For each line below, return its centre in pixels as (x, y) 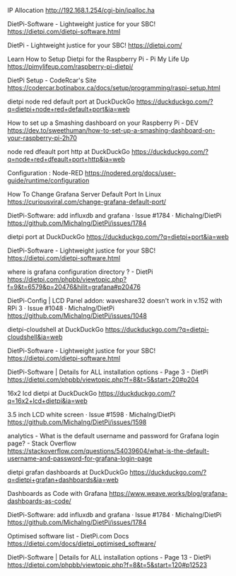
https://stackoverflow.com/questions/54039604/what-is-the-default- (108, 451)
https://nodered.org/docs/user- (130, 173)
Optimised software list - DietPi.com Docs (68, 536)
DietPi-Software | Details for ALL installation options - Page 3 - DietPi (108, 372)
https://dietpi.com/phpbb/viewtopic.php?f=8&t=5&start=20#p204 (103, 380)
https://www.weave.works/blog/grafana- (169, 493)
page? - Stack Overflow (42, 443)
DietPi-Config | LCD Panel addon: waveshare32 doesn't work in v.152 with (115, 300)
